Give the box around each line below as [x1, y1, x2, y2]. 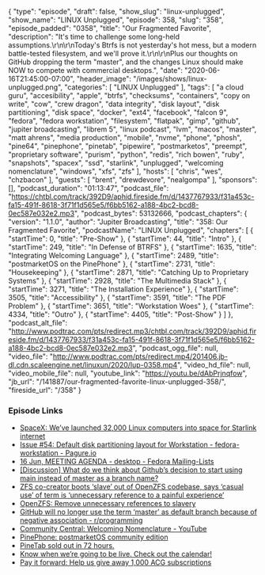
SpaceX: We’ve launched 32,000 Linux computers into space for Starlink [19, 423, 257, 432]
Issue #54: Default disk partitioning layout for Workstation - [19, 440, 214, 450]
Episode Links [8, 405, 63, 416]
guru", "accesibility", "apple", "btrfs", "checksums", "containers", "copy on [8, 91, 251, 100]
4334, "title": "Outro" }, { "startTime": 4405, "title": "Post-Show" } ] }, [8, 310, 233, 319]
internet [19, 432, 46, 441]
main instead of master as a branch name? [19, 474, 159, 483]
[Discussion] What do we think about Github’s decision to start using [19, 465, 243, 474]
